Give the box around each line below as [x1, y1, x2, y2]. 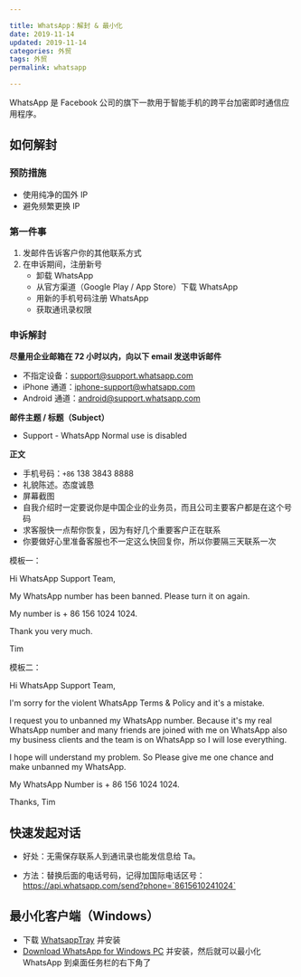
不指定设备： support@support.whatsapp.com [22, 370, 194, 381]
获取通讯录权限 [35, 304, 92, 315]
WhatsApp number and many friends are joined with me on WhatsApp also [9, 725, 287, 735]
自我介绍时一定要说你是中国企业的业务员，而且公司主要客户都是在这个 [22, 502, 285, 513]
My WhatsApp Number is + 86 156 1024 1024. [9, 779, 181, 790]
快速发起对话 [9, 825, 81, 840]
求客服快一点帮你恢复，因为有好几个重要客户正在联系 [22, 525, 221, 536]
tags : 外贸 [9, 55, 48, 64]
